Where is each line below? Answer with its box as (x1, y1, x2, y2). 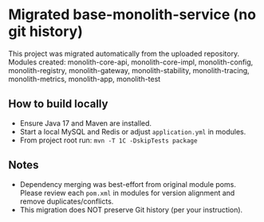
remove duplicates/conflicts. (19, 197, 114, 206)
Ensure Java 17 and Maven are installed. (19, 118, 152, 128)
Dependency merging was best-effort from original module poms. (19, 179, 237, 189)
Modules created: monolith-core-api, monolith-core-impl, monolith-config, (8, 57, 254, 67)
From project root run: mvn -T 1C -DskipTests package (19, 135, 198, 145)
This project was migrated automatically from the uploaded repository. (8, 49, 240, 58)
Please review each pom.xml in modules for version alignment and (19, 188, 235, 197)
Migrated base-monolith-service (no (8, 6, 257, 24)
